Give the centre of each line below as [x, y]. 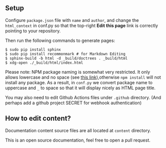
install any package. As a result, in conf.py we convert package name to [79, 82]
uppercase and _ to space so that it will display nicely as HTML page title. [80, 88]
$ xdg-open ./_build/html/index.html [44, 63]
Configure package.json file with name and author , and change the [72, 20]
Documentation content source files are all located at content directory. [78, 130]
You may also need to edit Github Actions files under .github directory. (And [83, 97]
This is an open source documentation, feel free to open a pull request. [78, 140]
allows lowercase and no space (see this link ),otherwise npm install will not [83, 77]
